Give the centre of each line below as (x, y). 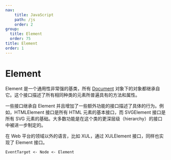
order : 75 (20, 39)
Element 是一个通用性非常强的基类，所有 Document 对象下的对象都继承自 (83, 88)
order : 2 (24, 24)
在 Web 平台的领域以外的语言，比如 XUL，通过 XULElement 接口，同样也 (82, 136)
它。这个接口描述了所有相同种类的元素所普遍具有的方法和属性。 (72, 95)
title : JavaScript (34, 15)
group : (12, 29)
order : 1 (15, 48)
